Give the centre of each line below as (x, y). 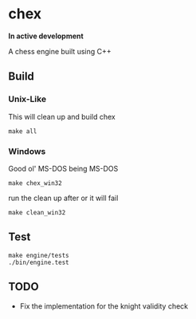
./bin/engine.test (39, 262)
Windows (27, 151)
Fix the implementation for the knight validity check (104, 306)
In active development (46, 36)
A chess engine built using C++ (60, 51)
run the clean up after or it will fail (63, 198)
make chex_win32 (35, 183)
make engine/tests (39, 255)
